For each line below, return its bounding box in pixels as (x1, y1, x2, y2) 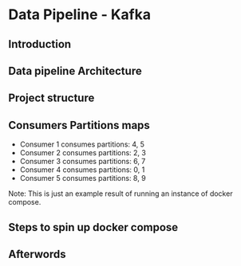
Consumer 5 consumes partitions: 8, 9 (19, 174, 146, 183)
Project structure (8, 92, 95, 105)
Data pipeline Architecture (8, 64, 142, 77)
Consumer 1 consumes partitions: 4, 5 (19, 139, 145, 149)
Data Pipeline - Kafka (8, 6, 152, 24)
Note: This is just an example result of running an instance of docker (8, 189, 233, 198)
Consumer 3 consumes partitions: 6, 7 (19, 157, 146, 166)
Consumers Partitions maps (8, 118, 150, 132)
